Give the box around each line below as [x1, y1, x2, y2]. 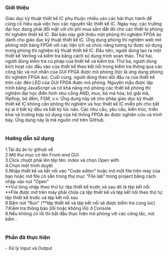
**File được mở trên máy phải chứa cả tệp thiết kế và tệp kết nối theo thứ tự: [5, 189, 163, 195]
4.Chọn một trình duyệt [5, 162, 53, 168]
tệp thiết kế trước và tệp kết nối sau [5, 194, 79, 200]
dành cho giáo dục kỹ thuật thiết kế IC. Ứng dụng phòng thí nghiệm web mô [5, 37, 162, 43]
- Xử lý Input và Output [5, 245, 53, 251]
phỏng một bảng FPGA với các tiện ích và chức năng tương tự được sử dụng [5, 42, 162, 48]
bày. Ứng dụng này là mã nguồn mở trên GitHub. [5, 117, 105, 123]
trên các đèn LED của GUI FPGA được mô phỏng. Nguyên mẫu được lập [5, 79, 153, 86]
